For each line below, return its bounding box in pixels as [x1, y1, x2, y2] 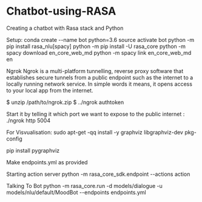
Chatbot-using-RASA [6, 4, 116, 18]
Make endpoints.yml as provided [6, 158, 88, 165]
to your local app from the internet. [6, 86, 93, 94]
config [6, 135, 22, 142]
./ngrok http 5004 [6, 117, 50, 124]
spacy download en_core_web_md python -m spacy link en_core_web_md [6, 49, 192, 56]
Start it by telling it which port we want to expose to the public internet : [6, 110, 185, 117]
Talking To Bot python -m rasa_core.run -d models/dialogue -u [6, 182, 163, 189]
